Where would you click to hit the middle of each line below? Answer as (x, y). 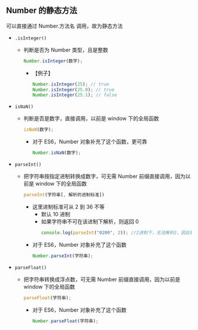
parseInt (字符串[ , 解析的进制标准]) (64, 195)
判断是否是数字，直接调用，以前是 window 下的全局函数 (91, 118)
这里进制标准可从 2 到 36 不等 (68, 207)
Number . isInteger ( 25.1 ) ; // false (75, 95)
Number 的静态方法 (42, 11)
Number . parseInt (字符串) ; (62, 256)
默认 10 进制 (56, 214)
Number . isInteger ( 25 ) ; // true (71, 84)
